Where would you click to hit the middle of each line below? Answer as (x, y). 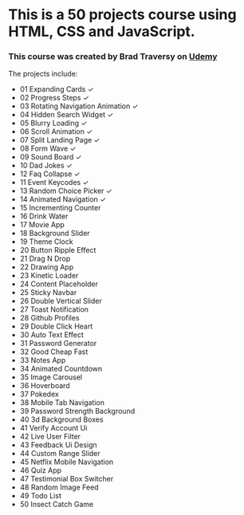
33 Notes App (43, 360)
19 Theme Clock (46, 242)
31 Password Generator (58, 344)
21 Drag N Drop (45, 259)
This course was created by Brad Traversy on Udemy (113, 57)
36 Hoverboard (45, 386)
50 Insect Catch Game (57, 505)
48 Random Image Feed (59, 487)
